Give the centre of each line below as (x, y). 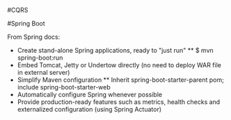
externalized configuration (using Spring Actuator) (89, 109)
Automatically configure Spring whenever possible (89, 94)
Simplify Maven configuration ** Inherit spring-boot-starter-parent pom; (120, 80)
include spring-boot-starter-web (64, 87)
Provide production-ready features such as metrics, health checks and (119, 102)
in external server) (43, 72)
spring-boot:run (40, 58)
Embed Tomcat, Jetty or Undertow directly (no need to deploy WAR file (119, 65)
